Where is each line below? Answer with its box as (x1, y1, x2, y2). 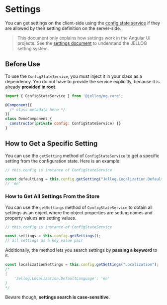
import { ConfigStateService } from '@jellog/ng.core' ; (5, 93, 123, 98)
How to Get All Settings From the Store (5, 193, 100, 200)
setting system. (17, 45, 49, 51)
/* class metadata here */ (9, 107, 66, 112)
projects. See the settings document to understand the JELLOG (17, 40, 148, 46)
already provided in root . (5, 84, 57, 90)
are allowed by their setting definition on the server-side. (5, 25, 121, 31)
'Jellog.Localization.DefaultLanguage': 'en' (14, 276, 110, 281)
